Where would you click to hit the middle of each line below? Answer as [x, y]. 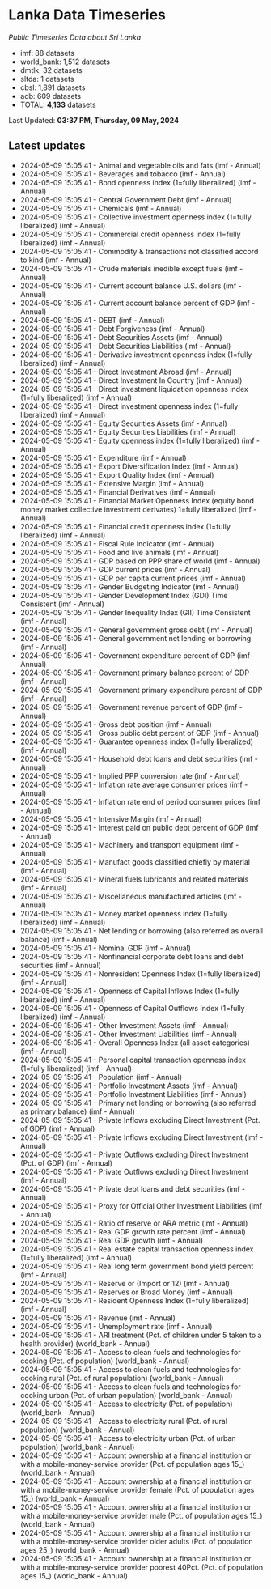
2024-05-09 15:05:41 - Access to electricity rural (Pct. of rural [124, 1421]
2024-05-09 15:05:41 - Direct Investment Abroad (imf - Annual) [126, 372]
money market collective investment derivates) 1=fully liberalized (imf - [138, 509]
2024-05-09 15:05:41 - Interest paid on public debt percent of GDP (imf [139, 827]
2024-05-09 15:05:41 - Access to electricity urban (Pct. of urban [128, 1438]
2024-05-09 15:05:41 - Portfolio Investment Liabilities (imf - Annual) [133, 1094]
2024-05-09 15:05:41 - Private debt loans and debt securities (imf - [133, 1188]
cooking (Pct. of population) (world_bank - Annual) [105, 1361]
